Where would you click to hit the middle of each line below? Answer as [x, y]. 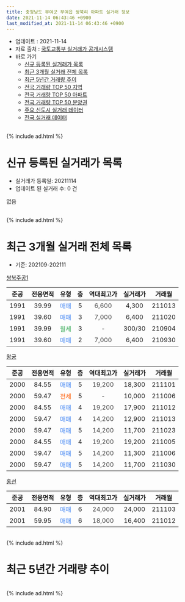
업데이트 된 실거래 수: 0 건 [46, 188]
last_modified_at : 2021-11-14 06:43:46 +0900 [65, 23]
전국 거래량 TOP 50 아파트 [56, 95]
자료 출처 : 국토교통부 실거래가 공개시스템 [64, 49]
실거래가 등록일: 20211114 [46, 181]
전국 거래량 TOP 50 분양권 [56, 102]
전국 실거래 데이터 [45, 118]
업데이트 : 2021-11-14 [41, 41]
